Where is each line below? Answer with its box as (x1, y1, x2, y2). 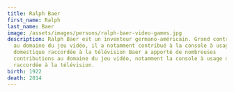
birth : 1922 (7, 68, 42, 75)
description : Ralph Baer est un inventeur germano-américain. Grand (7, 36, 210, 43)
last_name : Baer (7, 23, 54, 30)
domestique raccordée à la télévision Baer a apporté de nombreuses (13, 49, 217, 56)
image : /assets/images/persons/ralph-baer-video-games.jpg (7, 29, 182, 37)
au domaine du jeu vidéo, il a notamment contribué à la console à (13, 42, 214, 49)
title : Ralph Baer (7, 10, 61, 17)
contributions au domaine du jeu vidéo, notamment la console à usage (13, 55, 223, 62)
